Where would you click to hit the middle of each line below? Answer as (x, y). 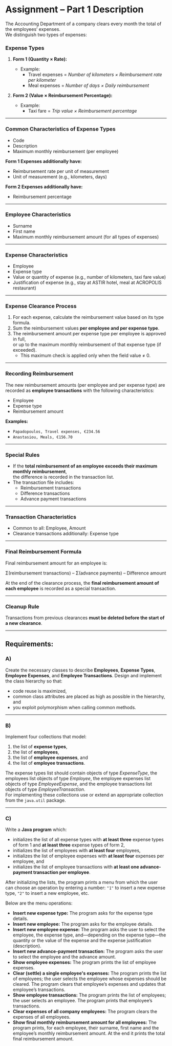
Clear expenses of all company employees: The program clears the (85, 1012)
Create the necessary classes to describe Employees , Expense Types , (80, 670)
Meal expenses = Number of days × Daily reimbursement (89, 85)
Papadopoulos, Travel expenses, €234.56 (56, 431)
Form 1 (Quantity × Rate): (40, 59)
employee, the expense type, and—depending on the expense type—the (89, 935)
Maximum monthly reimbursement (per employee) (66, 151)
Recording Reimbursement (39, 374)
